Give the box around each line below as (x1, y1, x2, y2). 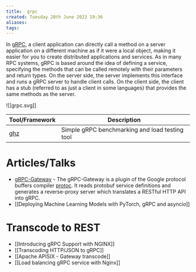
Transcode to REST (6, 221, 101, 235)
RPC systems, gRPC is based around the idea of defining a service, (6, 60, 167, 67)
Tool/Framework (9, 116, 56, 124)
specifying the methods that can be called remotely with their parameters (6, 66, 183, 73)
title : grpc (6, 8, 38, 15)
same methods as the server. (6, 91, 76, 98)
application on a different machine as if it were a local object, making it (6, 47, 176, 54)
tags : (6, 25, 19, 31)
